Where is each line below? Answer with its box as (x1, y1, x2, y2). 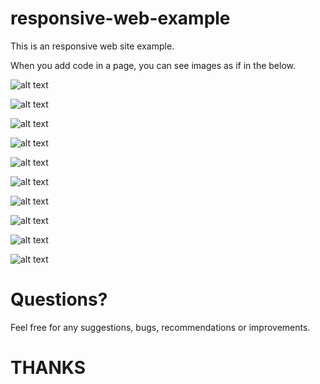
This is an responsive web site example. (10, 40, 175, 52)
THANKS (10, 357, 87, 379)
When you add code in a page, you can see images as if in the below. (10, 59, 296, 71)
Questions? (10, 288, 108, 311)
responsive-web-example (10, 7, 231, 30)
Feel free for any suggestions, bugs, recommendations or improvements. (10, 321, 311, 333)
